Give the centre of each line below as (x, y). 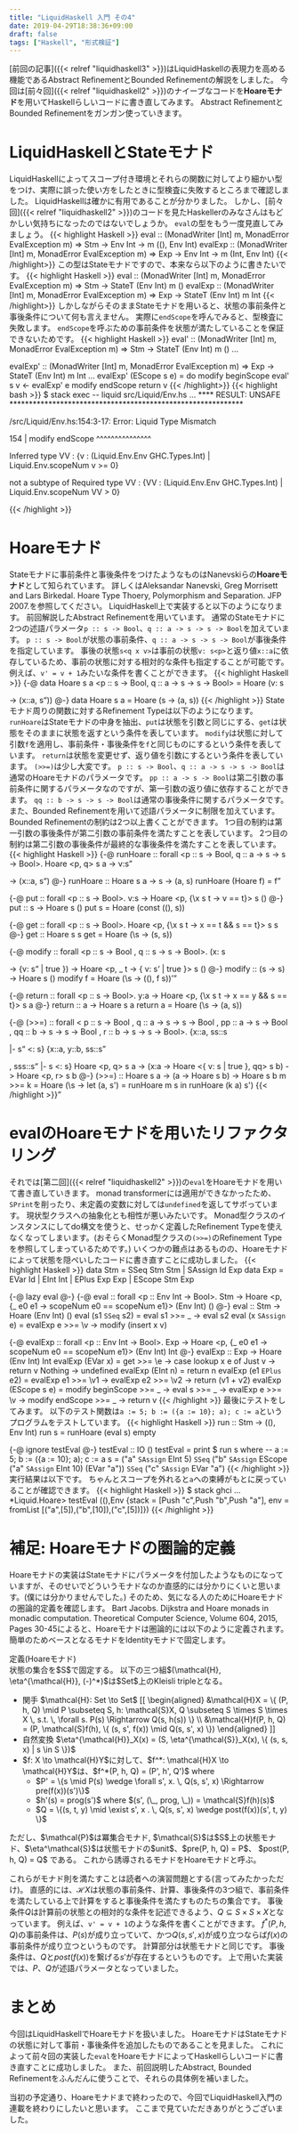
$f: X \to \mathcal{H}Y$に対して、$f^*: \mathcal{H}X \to (125, 1760)
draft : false (33, 34)
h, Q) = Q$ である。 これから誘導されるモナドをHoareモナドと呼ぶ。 (135, 1860)
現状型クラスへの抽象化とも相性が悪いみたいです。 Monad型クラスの (152, 1215)
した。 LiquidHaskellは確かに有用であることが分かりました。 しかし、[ (139, 201)
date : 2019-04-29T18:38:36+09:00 (71, 26)
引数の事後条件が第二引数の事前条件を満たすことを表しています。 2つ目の (152, 833)
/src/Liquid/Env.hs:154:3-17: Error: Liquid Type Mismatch (113, 422)
